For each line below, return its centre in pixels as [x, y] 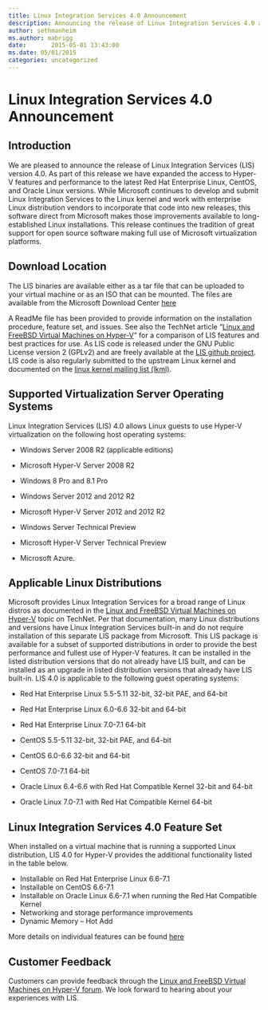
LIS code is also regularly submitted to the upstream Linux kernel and [122, 361]
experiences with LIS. [44, 997]
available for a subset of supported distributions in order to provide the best [133, 645]
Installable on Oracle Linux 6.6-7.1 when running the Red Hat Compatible [138, 896]
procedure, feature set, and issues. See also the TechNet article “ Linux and [132, 326]
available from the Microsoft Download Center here [93, 302]
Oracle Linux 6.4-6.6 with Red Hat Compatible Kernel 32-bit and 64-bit [136, 787]
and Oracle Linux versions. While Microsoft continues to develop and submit [134, 190]
